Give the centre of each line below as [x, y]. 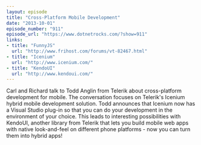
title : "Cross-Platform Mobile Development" [63, 18]
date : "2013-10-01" [31, 23]
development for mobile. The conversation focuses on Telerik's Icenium [96, 97]
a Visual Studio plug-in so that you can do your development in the [89, 110]
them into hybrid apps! [34, 136]
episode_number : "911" [35, 29]
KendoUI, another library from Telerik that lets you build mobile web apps [97, 123]
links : [15, 40]
